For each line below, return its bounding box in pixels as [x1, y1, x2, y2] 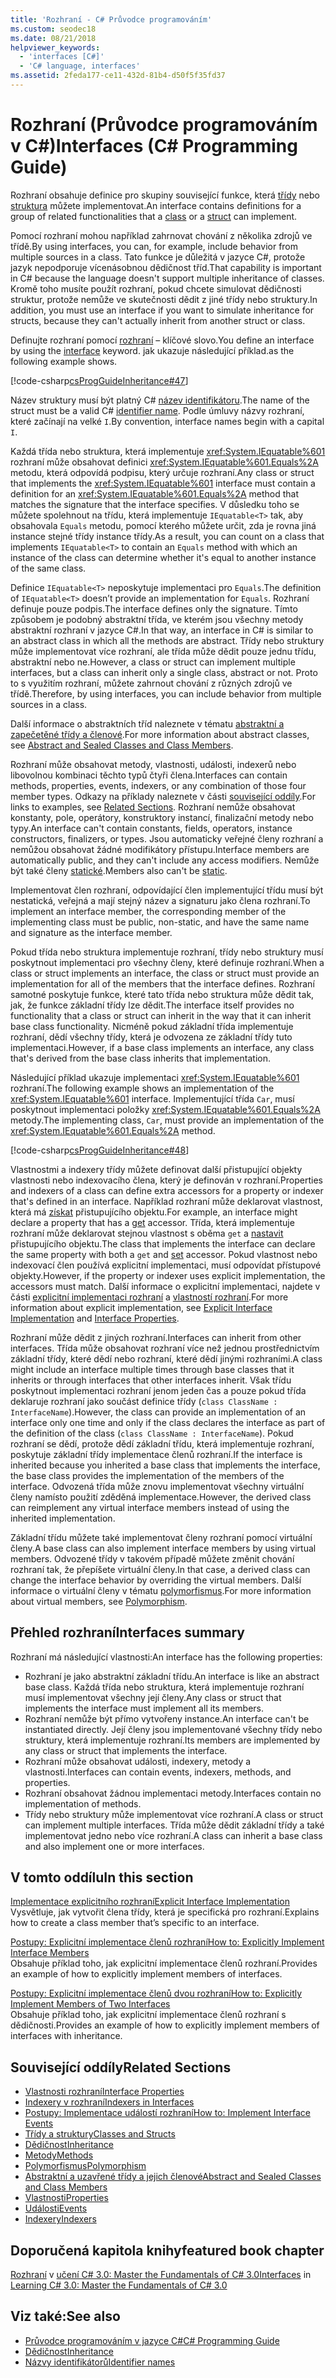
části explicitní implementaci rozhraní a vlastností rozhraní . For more [10, 1291, 289, 1303]
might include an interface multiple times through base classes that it [10, 1363, 295, 1375]
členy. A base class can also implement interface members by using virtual [10, 1542, 317, 1554]
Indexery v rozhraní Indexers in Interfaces [24, 2096, 195, 2108]
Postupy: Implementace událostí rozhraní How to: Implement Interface [24, 2107, 311, 2119]
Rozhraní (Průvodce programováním [10, 114, 318, 136]
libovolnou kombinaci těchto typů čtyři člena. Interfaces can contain [10, 769, 288, 781]
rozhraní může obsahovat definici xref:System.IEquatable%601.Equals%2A [10, 456, 319, 468]
